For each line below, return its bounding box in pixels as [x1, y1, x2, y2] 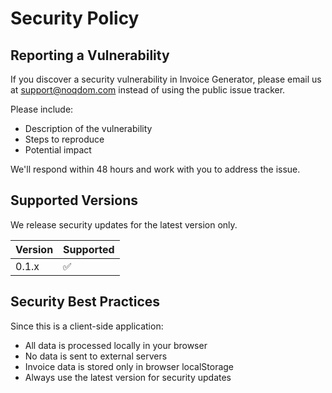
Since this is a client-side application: [10, 320, 164, 332]
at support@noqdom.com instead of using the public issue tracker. [10, 84, 286, 96]
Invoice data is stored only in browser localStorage [24, 360, 235, 372]
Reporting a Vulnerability [10, 47, 170, 64]
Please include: [10, 103, 74, 115]
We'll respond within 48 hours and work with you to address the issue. [10, 163, 301, 175]
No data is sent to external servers [24, 350, 168, 362]
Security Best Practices [10, 293, 161, 311]
